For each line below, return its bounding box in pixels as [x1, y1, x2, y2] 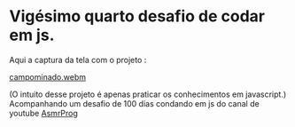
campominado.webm [9, 71, 87, 82]
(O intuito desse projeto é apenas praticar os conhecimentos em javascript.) [9, 89, 287, 99]
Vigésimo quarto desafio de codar [9, 6, 266, 27]
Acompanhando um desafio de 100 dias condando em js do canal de [9, 98, 260, 108]
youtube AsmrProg [9, 107, 78, 118]
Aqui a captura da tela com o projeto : [9, 54, 147, 65]
